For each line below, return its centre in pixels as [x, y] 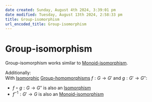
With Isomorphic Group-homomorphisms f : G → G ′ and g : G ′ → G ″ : [76, 78]
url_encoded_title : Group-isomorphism [46, 24]
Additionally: [18, 73]
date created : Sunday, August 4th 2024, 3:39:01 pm [60, 10]
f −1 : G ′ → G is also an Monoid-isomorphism [58, 94]
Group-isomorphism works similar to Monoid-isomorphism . [67, 63]
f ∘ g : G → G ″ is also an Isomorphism [52, 88]
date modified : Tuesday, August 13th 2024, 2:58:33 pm [64, 15]
